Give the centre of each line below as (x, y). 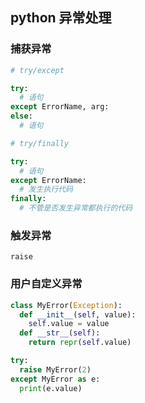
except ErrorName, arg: (60, 107)
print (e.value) (51, 388)
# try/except (37, 70)
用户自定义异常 (46, 284)
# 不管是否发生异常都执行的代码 (76, 208)
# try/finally (40, 143)
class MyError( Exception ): (66, 305)
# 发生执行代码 (46, 189)
